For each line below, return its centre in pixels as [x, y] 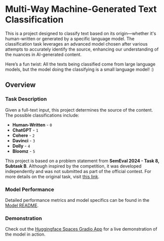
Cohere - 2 [23, 135]
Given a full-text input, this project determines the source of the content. [79, 110]
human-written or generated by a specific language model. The [70, 39]
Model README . [22, 205]
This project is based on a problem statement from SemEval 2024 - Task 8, [82, 161]
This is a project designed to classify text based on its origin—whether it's [81, 33]
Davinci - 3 [24, 140]
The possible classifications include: [42, 115]
